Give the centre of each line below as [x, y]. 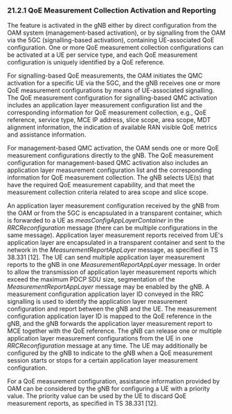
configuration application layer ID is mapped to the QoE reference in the [110, 316]
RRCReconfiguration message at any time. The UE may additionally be [107, 346]
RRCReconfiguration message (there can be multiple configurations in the [113, 228]
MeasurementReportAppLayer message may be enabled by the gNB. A [108, 287]
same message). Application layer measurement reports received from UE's [115, 235]
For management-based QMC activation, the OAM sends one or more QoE [113, 148]
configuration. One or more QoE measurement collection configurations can [115, 48]
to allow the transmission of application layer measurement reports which [112, 272]
